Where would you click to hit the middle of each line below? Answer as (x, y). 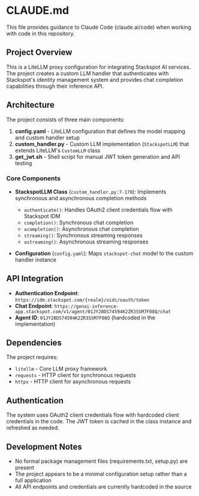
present (24, 468)
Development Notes (44, 446)
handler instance (36, 260)
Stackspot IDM (42, 216)
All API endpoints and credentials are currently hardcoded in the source (103, 487)
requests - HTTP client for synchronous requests (75, 375)
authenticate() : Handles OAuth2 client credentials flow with (98, 210)
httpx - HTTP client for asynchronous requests (73, 382)
